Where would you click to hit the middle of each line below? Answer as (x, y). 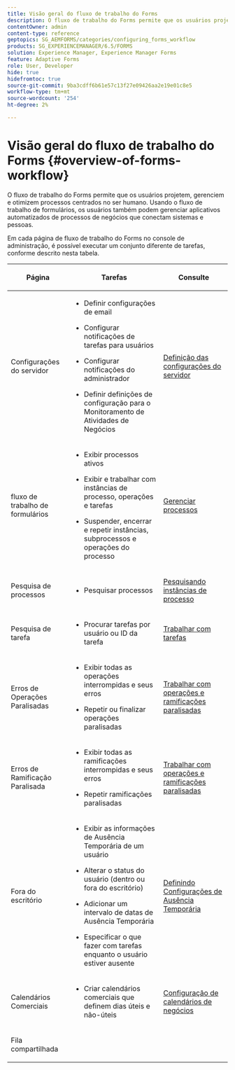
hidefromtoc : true (34, 79)
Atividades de (106, 420)
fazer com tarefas (113, 945)
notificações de (109, 336)
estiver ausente (109, 963)
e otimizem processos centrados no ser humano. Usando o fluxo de (105, 202)
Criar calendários (112, 988)
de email (98, 312)
